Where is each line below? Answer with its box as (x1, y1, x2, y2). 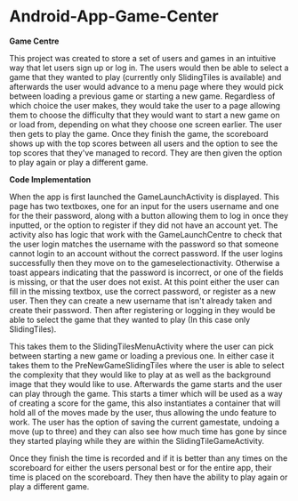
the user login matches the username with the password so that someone (9, 238, 279, 249)
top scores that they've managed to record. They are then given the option (9, 147, 283, 158)
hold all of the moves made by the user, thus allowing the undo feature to (9, 407, 278, 417)
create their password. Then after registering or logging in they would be (9, 304, 276, 315)
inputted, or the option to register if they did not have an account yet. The (9, 220, 278, 230)
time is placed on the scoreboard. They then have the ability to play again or (9, 472, 288, 482)
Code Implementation (9, 174, 92, 184)
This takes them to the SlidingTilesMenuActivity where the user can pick (9, 341, 274, 352)
